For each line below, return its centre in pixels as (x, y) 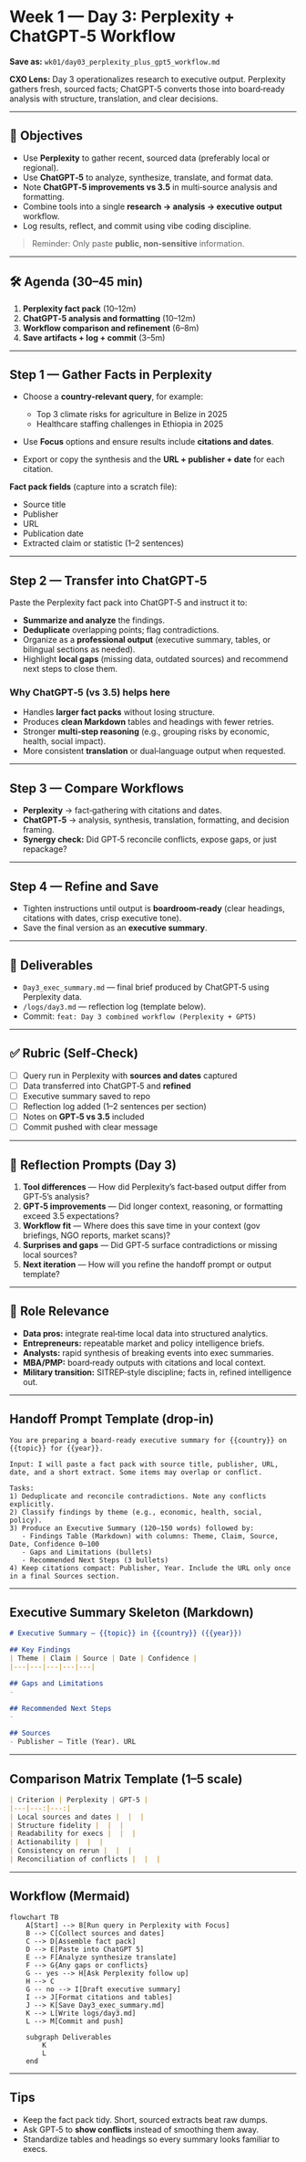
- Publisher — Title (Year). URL (73, 1742)
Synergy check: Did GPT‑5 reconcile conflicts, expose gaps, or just (150, 840)
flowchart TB (34, 1917)
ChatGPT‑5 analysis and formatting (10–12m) (109, 318)
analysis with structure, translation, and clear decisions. (114, 99)
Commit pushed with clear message (90, 1127)
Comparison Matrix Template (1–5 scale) (126, 1779)
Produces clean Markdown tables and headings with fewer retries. (148, 722)
